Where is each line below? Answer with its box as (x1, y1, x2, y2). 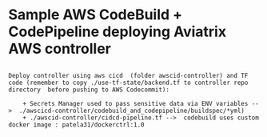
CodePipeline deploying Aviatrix (8, 22, 226, 41)
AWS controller (8, 40, 112, 58)
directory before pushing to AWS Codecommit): (8, 86, 170, 94)
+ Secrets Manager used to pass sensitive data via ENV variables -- (22, 99, 260, 107)
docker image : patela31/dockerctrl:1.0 (8, 120, 145, 129)
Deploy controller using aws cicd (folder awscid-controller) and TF (8, 71, 249, 79)
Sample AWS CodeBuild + (8, 6, 183, 24)
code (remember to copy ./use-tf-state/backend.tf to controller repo (8, 79, 249, 87)
